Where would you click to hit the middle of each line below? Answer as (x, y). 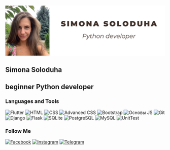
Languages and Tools (32, 101)
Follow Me (18, 131)
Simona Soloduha (34, 70)
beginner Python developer (49, 87)
